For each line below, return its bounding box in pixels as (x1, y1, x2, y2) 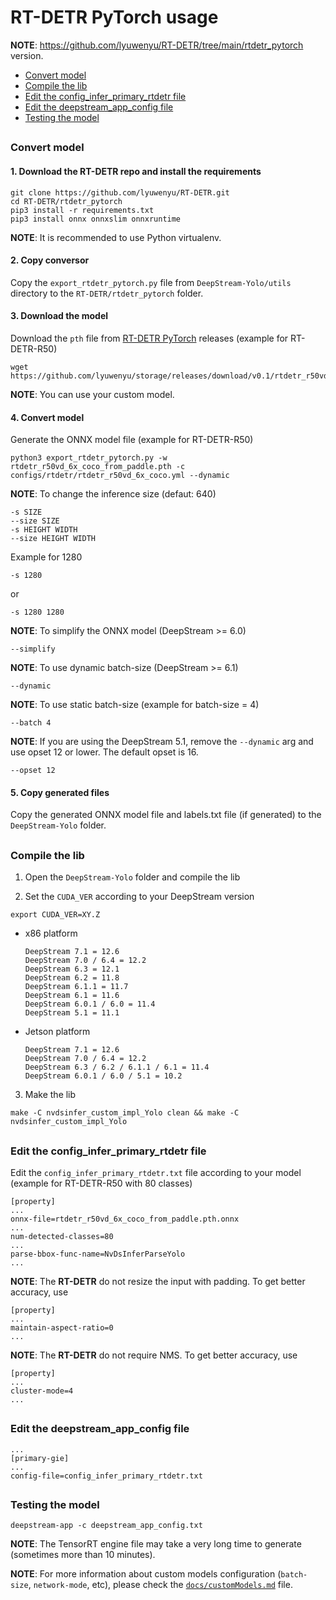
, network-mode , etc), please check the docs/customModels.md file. (28, 1579, 293, 1591)
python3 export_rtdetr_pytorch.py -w (10, 453, 168, 463)
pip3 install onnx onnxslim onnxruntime (10, 214, 182, 224)
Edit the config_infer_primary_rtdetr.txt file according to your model (10, 1166, 302, 1178)
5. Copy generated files (10, 786, 110, 798)
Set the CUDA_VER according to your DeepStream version (24, 891, 255, 903)
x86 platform (24, 927, 78, 940)
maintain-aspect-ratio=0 (10, 1322, 114, 1333)
